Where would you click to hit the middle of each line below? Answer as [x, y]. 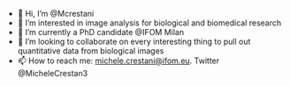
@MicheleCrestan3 [53, 73]
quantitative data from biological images [91, 51]
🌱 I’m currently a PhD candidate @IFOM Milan [100, 32]
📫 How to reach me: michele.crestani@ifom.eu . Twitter [118, 61]
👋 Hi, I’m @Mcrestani [56, 14]
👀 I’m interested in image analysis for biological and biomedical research [149, 23]
